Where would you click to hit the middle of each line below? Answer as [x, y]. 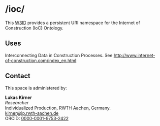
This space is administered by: [36, 88]
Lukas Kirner [18, 97]
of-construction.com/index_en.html [41, 61]
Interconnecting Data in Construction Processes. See [59, 55]
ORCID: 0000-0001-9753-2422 [37, 118]
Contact [18, 76]
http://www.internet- [134, 55]
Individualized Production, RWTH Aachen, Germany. [58, 108]
